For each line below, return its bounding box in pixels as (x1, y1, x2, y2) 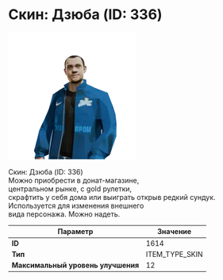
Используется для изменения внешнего (8, 201, 144, 210)
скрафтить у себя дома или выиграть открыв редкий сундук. (8, 192, 216, 201)
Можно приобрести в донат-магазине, (8, 175, 140, 185)
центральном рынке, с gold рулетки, (8, 184, 133, 194)
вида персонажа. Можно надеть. (8, 209, 121, 219)
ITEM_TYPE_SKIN (145, 249, 204, 259)
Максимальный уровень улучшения (11, 260, 140, 270)
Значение (157, 227, 192, 236)
